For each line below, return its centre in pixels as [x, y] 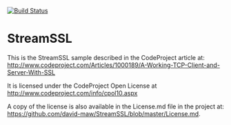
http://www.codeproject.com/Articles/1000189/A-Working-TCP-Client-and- [114, 65]
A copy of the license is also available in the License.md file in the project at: [115, 106]
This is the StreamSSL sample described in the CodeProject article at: [106, 57]
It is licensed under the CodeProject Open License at [82, 86]
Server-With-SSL [31, 72]
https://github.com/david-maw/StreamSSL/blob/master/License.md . [104, 113]
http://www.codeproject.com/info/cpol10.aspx [72, 93]
